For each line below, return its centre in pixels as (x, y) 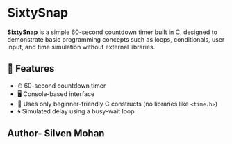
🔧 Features (31, 69)
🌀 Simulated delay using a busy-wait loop (76, 111)
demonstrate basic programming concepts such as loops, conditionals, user (116, 39)
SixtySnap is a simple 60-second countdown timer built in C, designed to (112, 32)
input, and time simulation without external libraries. (81, 47)
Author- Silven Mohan (56, 134)
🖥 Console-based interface (56, 94)
